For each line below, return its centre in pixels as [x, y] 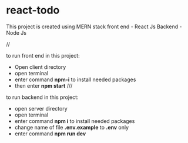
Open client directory [40, 67]
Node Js [16, 32]
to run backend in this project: [42, 97]
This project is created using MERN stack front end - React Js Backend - [94, 26]
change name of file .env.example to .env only [72, 127]
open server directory [41, 108]
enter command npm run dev [50, 134]
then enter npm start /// [43, 85]
